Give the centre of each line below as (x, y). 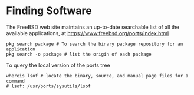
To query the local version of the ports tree (58, 65)
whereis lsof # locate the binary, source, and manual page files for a (97, 76)
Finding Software (49, 11)
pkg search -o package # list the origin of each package (79, 54)
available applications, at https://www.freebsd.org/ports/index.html (88, 33)
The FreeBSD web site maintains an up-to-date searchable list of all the (93, 27)
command (16, 81)
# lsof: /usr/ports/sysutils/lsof (49, 86)
